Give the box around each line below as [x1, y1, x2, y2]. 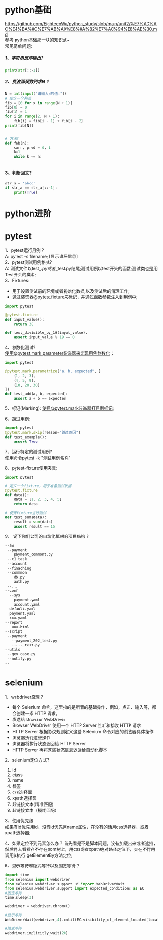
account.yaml [14, 602, 40, 607]
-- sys [9, 593, 21, 598]
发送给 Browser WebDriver [12, 717, 65, 722]
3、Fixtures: [5, 277, 30, 283]
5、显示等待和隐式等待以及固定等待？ [5, 863, 80, 869]
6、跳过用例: [5, 416, 31, 422]
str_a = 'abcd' [5, 181, 36, 186]
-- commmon [7, 570, 27, 575]
